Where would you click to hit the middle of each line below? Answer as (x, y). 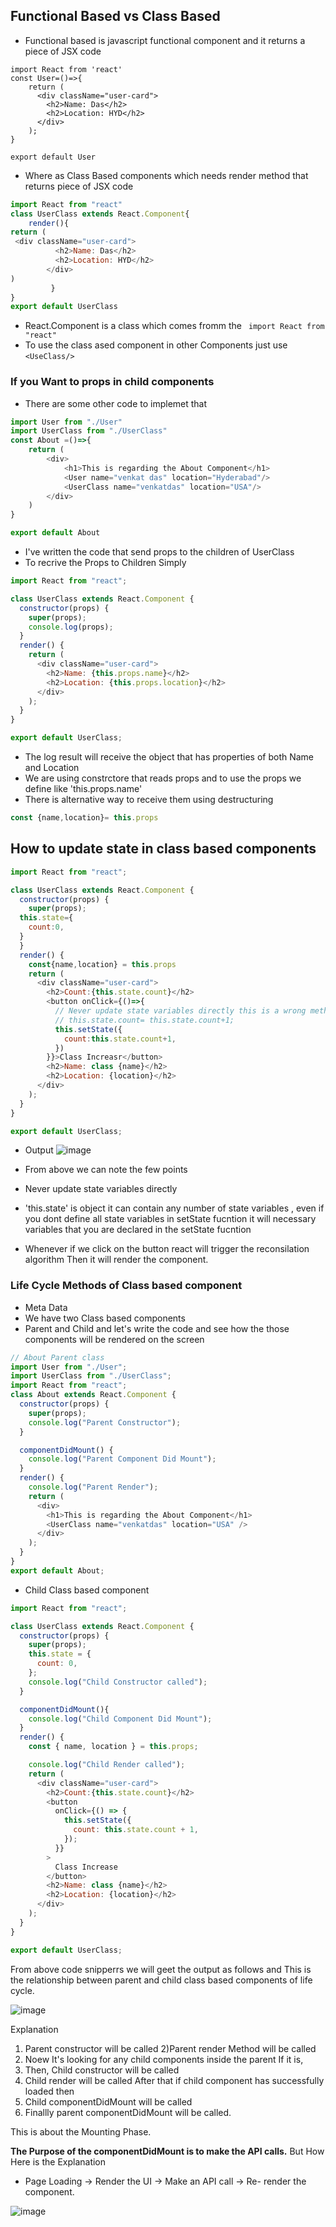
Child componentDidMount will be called (108, 2101)
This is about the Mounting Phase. (81, 2131)
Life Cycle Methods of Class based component (126, 1286)
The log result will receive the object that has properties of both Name (169, 757)
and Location (52, 768)
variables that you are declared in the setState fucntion (138, 1230)
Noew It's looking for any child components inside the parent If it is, (164, 2059)
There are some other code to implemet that (116, 403)
